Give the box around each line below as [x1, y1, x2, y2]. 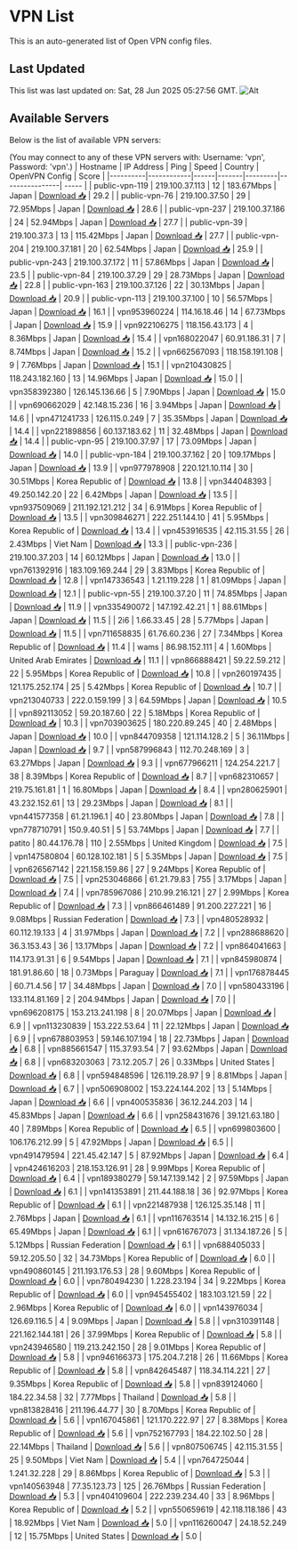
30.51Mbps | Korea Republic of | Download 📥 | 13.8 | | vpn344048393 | [9, 476, 272, 486]
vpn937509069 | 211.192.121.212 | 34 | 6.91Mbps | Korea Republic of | [9, 502, 262, 512]
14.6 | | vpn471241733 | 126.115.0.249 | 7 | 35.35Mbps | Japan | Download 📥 [9, 413, 287, 423]
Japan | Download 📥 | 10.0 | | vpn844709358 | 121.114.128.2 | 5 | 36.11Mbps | [9, 731, 290, 742]
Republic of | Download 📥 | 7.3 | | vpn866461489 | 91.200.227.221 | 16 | [9, 900, 271, 911]
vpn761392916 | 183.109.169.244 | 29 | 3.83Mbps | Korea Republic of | [9, 565, 265, 575]
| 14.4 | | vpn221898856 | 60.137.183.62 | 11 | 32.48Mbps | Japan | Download [9, 425, 288, 437]
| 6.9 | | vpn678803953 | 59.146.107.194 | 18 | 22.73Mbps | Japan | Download [9, 1033, 289, 1044]
